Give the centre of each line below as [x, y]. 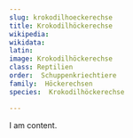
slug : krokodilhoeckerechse [61, 17]
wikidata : [27, 42]
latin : [21, 51]
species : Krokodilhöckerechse [67, 92]
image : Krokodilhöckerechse [61, 59]
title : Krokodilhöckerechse [61, 26]
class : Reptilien [41, 68]
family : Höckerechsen [51, 84]
